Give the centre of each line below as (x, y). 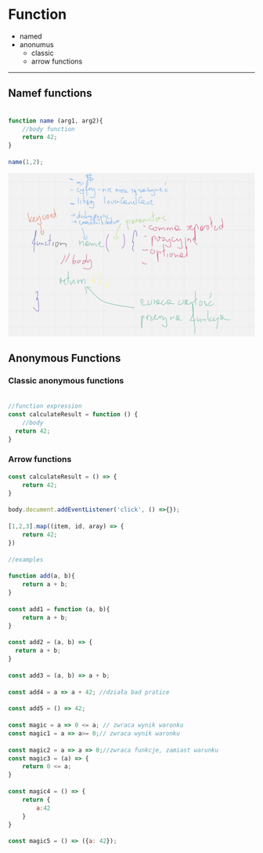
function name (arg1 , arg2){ (56, 121)
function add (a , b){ (42, 576)
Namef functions (50, 93)
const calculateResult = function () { (73, 415)
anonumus (36, 44)
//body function (49, 129)
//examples (26, 559)
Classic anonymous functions (66, 380)
